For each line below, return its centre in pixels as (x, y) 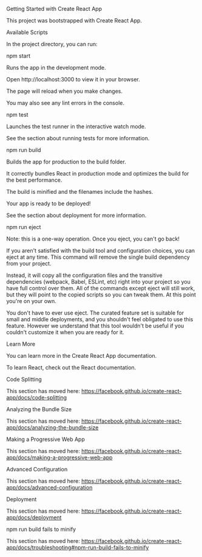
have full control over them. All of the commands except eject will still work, (101, 288)
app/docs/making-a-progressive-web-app (59, 457)
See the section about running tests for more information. (78, 138)
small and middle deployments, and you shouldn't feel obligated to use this (100, 319)
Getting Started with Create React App (54, 9)
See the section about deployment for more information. (76, 215)
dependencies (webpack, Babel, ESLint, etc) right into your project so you (99, 282)
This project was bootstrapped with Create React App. (74, 20)
